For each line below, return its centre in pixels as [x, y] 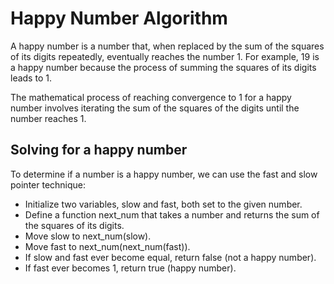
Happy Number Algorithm [119, 18]
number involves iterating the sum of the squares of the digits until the [155, 108]
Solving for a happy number [99, 150]
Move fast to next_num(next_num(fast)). [107, 246]
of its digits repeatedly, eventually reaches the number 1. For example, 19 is [165, 56]
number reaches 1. [48, 118]
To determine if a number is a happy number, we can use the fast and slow [164, 174]
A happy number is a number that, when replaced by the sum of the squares [167, 46]
